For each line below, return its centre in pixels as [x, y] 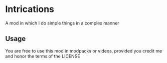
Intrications [30, 9]
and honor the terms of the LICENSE [43, 56]
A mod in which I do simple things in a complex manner [62, 23]
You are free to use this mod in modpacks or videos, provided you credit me [84, 50]
